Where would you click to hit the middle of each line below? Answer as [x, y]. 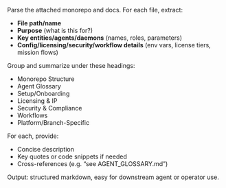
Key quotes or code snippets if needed [72, 156]
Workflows [32, 115]
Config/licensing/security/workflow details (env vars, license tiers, [114, 45]
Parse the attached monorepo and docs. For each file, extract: [95, 10]
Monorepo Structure [46, 79]
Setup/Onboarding [43, 93]
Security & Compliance [49, 108]
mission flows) [37, 52]
